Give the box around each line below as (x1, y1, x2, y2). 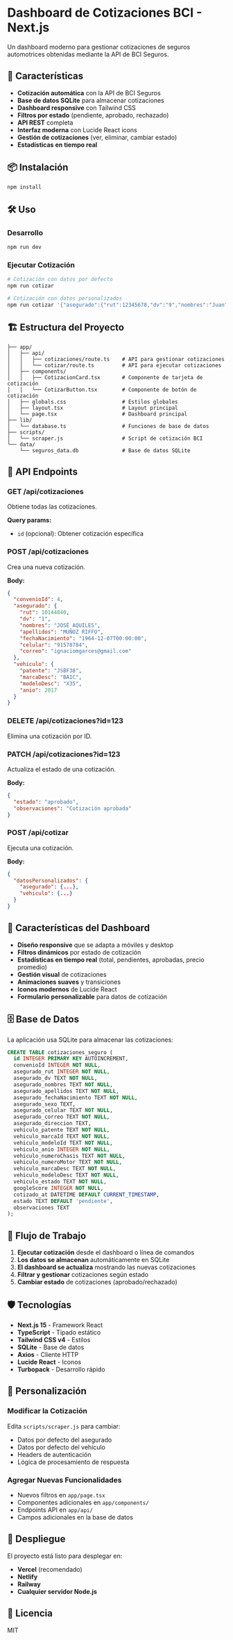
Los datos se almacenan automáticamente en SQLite (17, 1256, 170, 1264)
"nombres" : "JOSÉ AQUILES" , (19, 621, 101, 629)
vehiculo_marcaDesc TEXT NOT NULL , (13, 1165, 116, 1172)
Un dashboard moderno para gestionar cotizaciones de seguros (7, 42, 191, 51)
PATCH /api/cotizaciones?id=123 (7, 749, 121, 759)
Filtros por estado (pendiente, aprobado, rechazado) (17, 111, 169, 119)
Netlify (17, 1573, 38, 1581)
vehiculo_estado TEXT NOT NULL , (13, 1178, 107, 1186)
